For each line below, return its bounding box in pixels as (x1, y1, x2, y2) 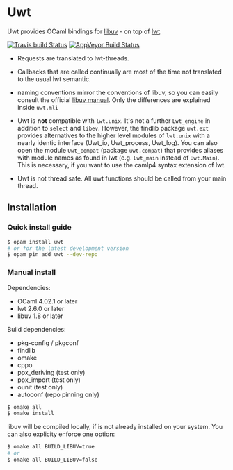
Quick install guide (7, 223, 72, 233)
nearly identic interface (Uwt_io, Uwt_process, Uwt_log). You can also (17, 138, 218, 146)
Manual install (7, 268, 56, 278)
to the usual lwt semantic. (17, 74, 91, 83)
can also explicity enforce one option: (7, 430, 115, 438)
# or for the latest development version (7, 244, 129, 252)
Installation (7, 202, 57, 214)
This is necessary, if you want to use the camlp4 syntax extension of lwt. (17, 160, 226, 169)
